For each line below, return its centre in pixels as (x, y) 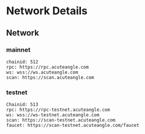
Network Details (47, 11)
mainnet (18, 50)
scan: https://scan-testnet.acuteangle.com (61, 120)
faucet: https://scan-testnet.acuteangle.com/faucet (73, 126)
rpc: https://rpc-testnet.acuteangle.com (58, 110)
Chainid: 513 (22, 105)
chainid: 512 (22, 62)
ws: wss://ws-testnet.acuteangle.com (53, 115)
